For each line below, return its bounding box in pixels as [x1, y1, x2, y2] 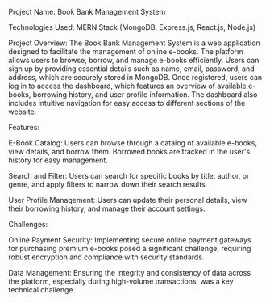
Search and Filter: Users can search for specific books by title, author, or [8, 171, 250, 180]
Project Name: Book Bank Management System [8, 7, 166, 16]
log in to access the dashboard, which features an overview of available [8, 81, 247, 90]
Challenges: [8, 220, 48, 229]
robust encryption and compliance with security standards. [8, 252, 205, 262]
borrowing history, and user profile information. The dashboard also [32, 90, 258, 99]
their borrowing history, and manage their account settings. [8, 204, 206, 213]
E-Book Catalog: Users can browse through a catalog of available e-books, [8, 138, 258, 148]
